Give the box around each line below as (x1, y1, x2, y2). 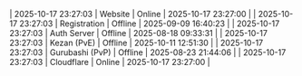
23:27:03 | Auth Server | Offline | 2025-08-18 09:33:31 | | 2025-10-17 (9, 28, 268, 38)
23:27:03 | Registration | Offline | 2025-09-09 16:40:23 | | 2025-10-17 (19, 18, 280, 29)
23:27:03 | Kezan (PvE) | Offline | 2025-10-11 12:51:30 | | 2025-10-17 (9, 37, 264, 48)
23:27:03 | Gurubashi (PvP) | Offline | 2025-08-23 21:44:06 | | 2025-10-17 (9, 47, 287, 58)
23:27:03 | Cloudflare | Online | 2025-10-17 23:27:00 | (9, 57, 210, 67)
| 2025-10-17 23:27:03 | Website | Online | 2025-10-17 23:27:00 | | (9, 9, 257, 19)
